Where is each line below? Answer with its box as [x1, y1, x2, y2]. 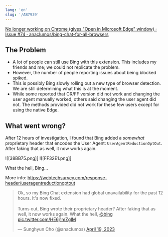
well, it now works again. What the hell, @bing [17, 211, 113, 217]
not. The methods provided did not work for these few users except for [12, 101, 159, 108]
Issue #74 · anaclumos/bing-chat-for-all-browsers [5, 31, 109, 37]
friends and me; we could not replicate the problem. [12, 64, 120, 70]
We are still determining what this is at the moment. [12, 86, 119, 92]
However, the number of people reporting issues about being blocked [12, 70, 156, 76]
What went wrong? [5, 122, 66, 130]
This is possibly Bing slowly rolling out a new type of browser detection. [12, 80, 161, 86]
